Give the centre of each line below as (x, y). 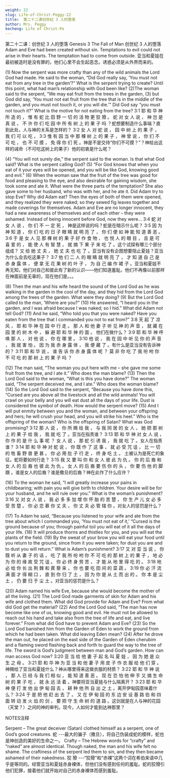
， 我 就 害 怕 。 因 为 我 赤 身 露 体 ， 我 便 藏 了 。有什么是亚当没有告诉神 (83, 345)
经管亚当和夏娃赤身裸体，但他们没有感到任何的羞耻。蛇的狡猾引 (98, 764)
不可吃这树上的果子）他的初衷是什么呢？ (69, 149)
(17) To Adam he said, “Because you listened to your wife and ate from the (82, 516)
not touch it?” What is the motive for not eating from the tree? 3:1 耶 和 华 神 (84, 111)
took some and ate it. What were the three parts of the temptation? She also (84, 186)
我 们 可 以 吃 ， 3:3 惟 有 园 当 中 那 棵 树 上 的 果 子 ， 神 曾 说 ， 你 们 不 (82, 136)
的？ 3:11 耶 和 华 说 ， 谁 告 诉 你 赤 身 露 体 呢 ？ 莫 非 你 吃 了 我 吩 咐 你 (82, 351)
